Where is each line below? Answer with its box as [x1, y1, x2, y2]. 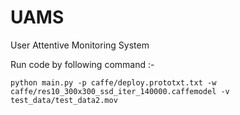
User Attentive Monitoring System [10, 39, 150, 51]
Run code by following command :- [10, 58, 155, 70]
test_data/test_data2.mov [10, 95, 118, 105]
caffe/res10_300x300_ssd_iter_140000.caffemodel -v [10, 86, 230, 96]
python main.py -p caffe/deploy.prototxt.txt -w [10, 77, 217, 88]
